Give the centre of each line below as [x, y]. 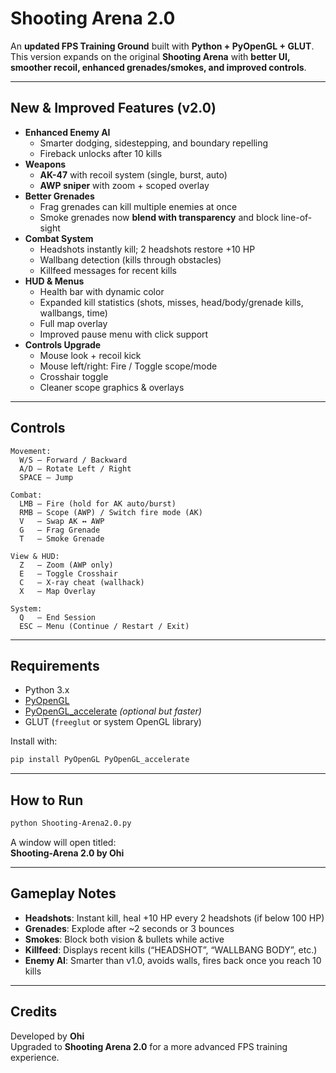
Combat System [59, 238]
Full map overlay [73, 323]
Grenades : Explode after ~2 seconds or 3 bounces [129, 928]
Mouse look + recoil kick [90, 355]
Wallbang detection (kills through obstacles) [130, 259]
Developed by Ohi [47, 1036]
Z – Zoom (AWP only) [66, 565]
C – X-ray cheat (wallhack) [82, 582]
